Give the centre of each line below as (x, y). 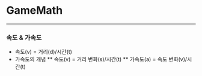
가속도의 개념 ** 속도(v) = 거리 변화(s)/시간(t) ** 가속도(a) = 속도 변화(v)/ (101, 59)
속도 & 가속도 (24, 38)
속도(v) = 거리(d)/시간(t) (43, 52)
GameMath (35, 10)
